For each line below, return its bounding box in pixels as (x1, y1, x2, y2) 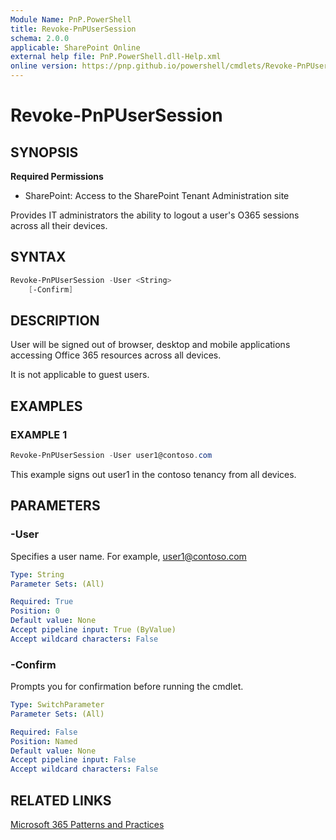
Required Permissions (10, 171, 104, 182)
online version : (10, 61, 78, 71)
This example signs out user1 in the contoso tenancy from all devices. (10, 468, 297, 480)
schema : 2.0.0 (10, 33, 70, 43)
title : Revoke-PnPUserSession (10, 24, 137, 34)
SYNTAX (10, 249, 67, 266)
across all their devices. (10, 220, 108, 231)
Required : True (10, 597, 74, 607)
